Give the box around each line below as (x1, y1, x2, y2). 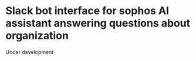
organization (5, 29, 69, 42)
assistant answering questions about (5, 16, 191, 30)
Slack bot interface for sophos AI (5, 4, 170, 18)
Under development (5, 48, 54, 55)
